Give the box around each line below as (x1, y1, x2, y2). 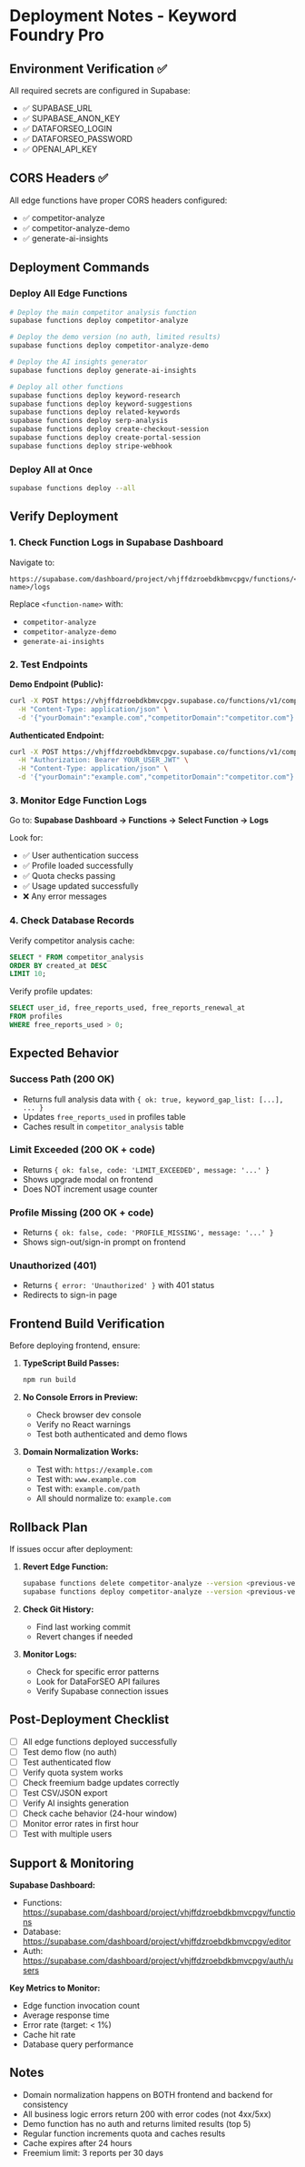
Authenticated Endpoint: (9, 730, 104, 741)
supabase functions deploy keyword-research (9, 390, 181, 400)
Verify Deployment (9, 509, 119, 524)
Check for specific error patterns (35, 1666, 160, 1677)
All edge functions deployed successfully (22, 1736, 178, 1747)
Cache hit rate (22, 2029, 76, 2040)
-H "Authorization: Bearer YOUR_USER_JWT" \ (17, 756, 189, 765)
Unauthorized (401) (9, 1259, 97, 1272)
